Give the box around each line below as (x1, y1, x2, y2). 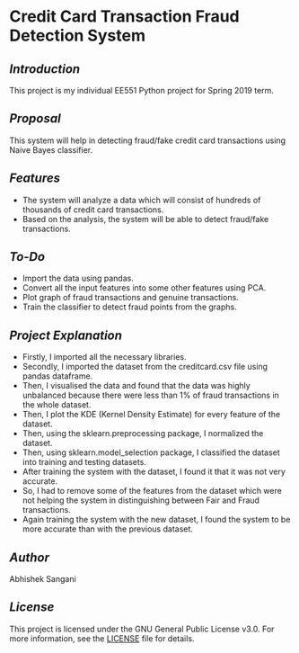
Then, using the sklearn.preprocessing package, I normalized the (22, 428, 264, 439)
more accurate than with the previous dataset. (22, 523, 193, 534)
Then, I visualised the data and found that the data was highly (22, 380, 251, 391)
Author (9, 550, 50, 565)
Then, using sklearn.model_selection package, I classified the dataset (22, 447, 280, 458)
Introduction (9, 61, 81, 76)
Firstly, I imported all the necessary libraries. (22, 352, 187, 362)
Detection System (9, 25, 146, 46)
